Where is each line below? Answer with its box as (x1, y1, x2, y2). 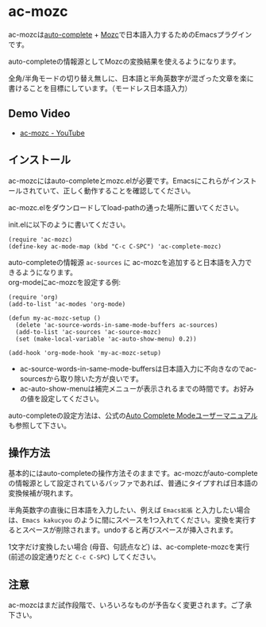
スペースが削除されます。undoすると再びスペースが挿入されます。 (21, 525, 238, 535)
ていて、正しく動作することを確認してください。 (35, 185, 195, 195)
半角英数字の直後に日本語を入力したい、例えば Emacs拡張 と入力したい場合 (8, 505, 251, 515)
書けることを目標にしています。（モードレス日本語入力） (8, 83, 192, 93)
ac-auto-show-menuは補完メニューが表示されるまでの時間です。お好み (19, 384, 254, 393)
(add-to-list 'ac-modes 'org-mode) (8, 300, 126, 308)
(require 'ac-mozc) (8, 236, 73, 243)
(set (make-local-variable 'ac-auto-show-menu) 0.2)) (15, 335, 197, 343)
